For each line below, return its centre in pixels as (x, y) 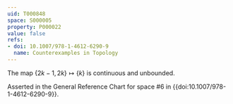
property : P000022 (34, 27)
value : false (26, 33)
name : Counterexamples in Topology (66, 53)
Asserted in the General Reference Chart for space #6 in (89, 86)
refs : (15, 40)
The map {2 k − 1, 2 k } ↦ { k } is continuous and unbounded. (91, 73)
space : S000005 (30, 20)
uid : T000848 (26, 14)
